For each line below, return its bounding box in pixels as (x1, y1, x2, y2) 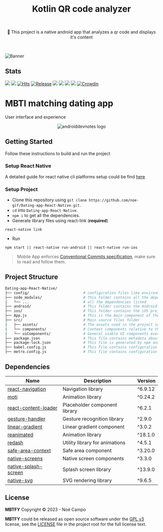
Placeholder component (62, 401, 117, 408)
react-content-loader (7, 404, 58, 411)
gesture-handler (7, 415, 46, 422)
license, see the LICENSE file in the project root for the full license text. (5, 521, 147, 527)
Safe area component (62, 447, 112, 454)
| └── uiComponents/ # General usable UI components (5, 331, 149, 336)
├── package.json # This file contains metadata (5, 335, 147, 341)
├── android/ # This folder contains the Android (5, 304, 158, 309)
